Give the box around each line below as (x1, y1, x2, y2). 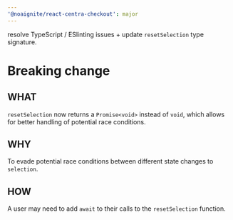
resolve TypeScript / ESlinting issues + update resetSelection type (7, 30, 204, 39)
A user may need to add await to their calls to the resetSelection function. (7, 204, 226, 213)
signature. (7, 37, 37, 46)
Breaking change (7, 62, 110, 79)
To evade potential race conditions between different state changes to (7, 157, 214, 166)
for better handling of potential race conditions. (7, 117, 146, 126)
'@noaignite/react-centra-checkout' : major (7, 10, 139, 18)
